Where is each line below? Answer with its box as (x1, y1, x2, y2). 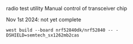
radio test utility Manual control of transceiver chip (6, 5, 127, 12)
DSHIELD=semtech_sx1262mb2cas (6, 32, 80, 38)
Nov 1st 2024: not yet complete (6, 16, 82, 23)
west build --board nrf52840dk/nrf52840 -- (6, 27, 114, 33)
